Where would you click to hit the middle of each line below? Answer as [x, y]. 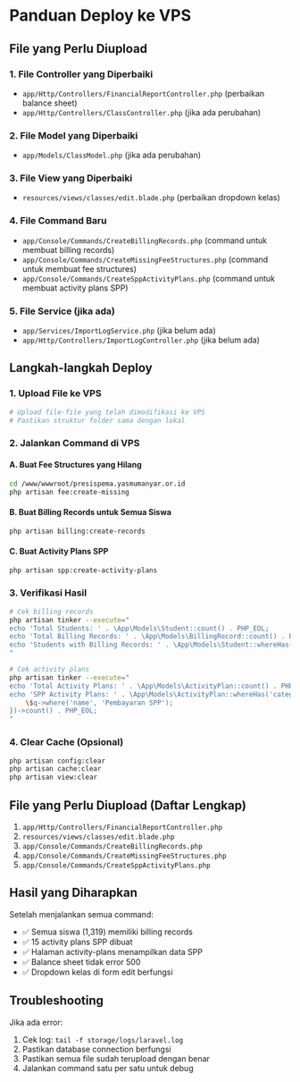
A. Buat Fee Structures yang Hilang [76, 465]
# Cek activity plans [50, 670]
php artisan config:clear [57, 761]
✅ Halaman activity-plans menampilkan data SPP [112, 951]
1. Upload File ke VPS [55, 393]
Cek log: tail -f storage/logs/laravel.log [103, 1039]
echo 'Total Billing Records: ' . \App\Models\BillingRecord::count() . [147, 637]
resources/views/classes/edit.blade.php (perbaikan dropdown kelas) [151, 198]
